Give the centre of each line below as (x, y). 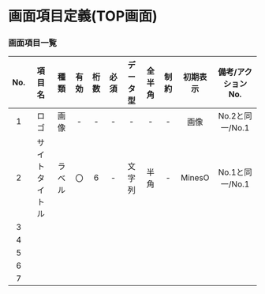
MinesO (195, 178)
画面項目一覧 (33, 43)
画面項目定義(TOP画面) (83, 16)
